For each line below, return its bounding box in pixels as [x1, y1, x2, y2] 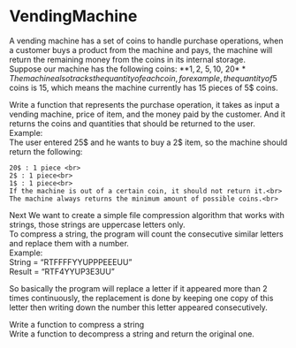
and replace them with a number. [9, 238, 130, 248]
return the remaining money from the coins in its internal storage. [9, 54, 246, 64]
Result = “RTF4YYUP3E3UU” [9, 266, 115, 276]
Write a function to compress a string [9, 319, 145, 329]
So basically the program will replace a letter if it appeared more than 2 [9, 283, 268, 293]
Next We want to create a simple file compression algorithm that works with [9, 209, 285, 220]
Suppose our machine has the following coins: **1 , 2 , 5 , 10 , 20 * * [9, 64, 246, 74]
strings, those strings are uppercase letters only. [9, 219, 186, 230]
